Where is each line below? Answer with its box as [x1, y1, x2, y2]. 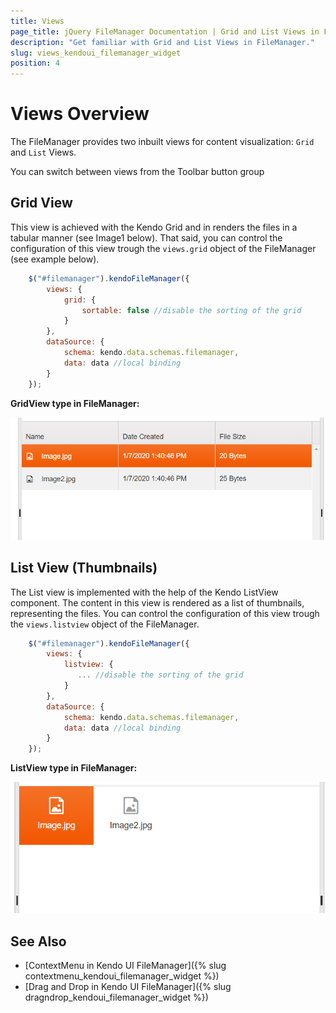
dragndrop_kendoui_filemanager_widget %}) [24, 991, 209, 1004]
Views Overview [10, 103, 150, 125]
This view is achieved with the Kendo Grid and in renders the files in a [10, 221, 298, 233]
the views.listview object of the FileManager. [10, 618, 200, 630]
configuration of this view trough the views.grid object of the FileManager [10, 242, 317, 254]
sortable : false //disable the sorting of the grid [81, 305, 302, 315]
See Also [10, 933, 67, 950]
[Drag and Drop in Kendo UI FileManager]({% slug [24, 981, 232, 993]
